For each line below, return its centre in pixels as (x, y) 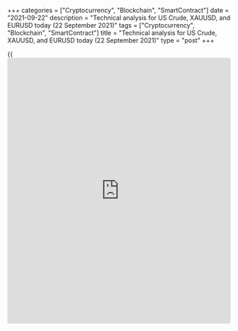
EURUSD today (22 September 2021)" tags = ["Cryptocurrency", (101, 25)
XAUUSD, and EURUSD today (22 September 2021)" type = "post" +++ (111, 40)
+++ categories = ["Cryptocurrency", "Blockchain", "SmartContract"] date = (118, 10)
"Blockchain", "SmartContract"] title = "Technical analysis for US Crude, (112, 33)
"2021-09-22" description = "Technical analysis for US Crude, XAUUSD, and (119, 18)
